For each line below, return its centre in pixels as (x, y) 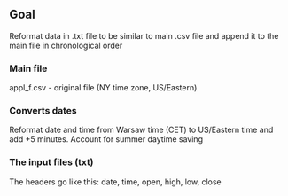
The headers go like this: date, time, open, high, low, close (115, 182)
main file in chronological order (66, 45)
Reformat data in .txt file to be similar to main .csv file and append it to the (144, 35)
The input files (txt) (52, 162)
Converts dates (43, 111)
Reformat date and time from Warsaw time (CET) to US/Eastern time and (141, 130)
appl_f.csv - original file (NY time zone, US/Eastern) (103, 88)
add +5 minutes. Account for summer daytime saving (106, 139)
